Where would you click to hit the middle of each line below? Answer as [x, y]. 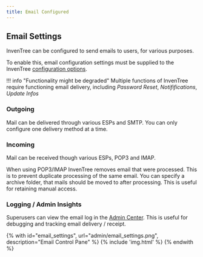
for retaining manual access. [42, 189]
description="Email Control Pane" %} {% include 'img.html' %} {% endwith [100, 242]
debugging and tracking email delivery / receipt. [66, 224]
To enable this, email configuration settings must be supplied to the [90, 63]
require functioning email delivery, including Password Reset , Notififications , [102, 87]
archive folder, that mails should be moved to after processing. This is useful [101, 183]
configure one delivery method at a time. [57, 129]
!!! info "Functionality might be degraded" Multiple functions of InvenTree [97, 81]
